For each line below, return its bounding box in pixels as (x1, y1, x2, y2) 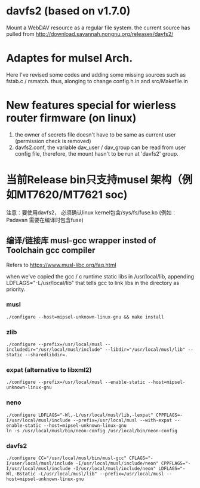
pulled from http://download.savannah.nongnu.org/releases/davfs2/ (6, 30, 174, 37)
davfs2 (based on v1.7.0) (6, 4, 131, 18)
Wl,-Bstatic (6, 471, 36, 477)
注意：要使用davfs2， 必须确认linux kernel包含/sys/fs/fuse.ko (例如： (6, 208, 177, 216)
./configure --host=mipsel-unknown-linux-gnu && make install (6, 314, 164, 320)
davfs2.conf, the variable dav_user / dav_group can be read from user (14, 144, 186, 151)
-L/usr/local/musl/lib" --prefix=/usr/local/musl (38, 471, 164, 477)
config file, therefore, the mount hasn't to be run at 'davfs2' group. (14, 150, 179, 157)
